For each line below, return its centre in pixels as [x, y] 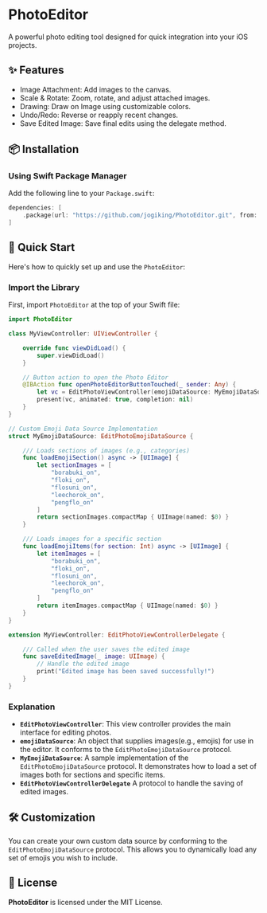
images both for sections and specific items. [92, 775]
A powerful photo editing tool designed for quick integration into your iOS [128, 37]
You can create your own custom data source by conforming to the [118, 841]
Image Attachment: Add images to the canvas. [95, 89]
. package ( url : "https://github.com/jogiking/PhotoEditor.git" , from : [140, 216]
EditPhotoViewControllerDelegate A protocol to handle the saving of [132, 783]
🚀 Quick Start [42, 247]
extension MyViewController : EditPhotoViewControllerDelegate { [117, 635]
